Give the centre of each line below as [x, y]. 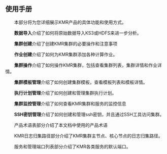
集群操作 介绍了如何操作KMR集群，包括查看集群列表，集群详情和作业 [86, 65]
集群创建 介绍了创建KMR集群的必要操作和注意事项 [66, 43]
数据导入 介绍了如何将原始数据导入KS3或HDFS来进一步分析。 [78, 33]
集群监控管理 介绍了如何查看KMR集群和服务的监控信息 [71, 104]
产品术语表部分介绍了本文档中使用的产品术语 [61, 125]
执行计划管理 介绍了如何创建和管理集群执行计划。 [65, 93]
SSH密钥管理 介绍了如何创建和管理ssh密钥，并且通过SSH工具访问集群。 [89, 114]
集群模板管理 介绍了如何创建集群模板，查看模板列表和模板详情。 [81, 82]
